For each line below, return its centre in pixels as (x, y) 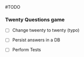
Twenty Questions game (35, 19)
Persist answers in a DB (36, 40)
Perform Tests (27, 50)
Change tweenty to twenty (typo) (46, 30)
